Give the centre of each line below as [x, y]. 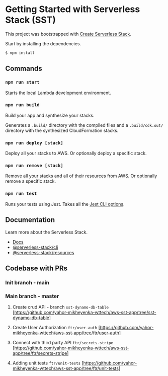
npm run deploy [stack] [34, 143]
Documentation [30, 220]
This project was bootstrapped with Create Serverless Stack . [68, 34]
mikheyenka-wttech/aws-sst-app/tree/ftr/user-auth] [67, 333]
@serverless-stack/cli [35, 247]
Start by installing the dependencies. [43, 43]
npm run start [22, 82]
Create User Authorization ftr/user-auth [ [56, 328]
